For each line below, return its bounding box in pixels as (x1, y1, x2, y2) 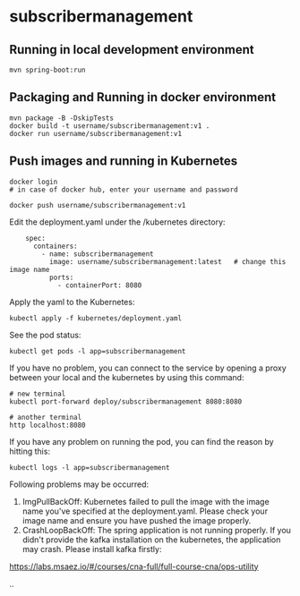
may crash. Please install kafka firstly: (21, 543, 162, 554)
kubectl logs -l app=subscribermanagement (9, 463, 170, 472)
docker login (9, 177, 58, 186)
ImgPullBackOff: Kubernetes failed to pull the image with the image (21, 496, 270, 507)
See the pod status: (9, 329, 81, 340)
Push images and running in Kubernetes (9, 154, 238, 169)
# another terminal (9, 413, 82, 421)
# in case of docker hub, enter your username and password (9, 185, 239, 194)
